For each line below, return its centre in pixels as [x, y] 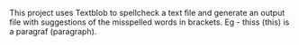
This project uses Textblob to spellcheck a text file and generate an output [147, 13]
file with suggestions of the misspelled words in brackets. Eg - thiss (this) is [149, 22]
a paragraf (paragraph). [53, 31]
